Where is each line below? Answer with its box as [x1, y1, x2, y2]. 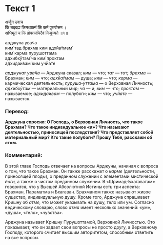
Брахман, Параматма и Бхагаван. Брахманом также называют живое [5, 188, 151, 195]
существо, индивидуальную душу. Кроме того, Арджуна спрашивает [5, 194, 150, 200]
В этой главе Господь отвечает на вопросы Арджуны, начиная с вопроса [5, 163, 159, 169]
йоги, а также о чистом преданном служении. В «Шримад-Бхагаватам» [5, 178, 155, 184]
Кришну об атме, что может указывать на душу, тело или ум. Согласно [5, 199, 155, 205]
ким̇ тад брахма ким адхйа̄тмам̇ [5, 45, 72, 51]
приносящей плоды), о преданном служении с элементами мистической [5, 173, 159, 179]
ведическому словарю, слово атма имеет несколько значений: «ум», [5, 204, 152, 210]
